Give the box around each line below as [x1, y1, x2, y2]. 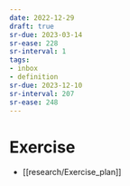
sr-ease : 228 [9, 38, 59, 48]
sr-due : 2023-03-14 [9, 30, 83, 39]
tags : [9, 55, 30, 64]
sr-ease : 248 [9, 97, 59, 107]
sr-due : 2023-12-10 [9, 81, 83, 90]
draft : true [9, 22, 54, 31]
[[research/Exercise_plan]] [22, 167, 122, 178]
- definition [9, 73, 59, 82]
